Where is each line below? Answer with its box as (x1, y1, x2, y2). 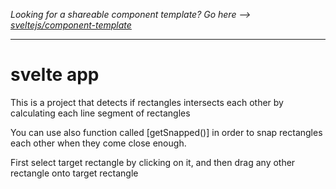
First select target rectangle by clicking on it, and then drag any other (10, 156, 296, 168)
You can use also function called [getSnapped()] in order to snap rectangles (10, 126, 323, 138)
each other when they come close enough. (10, 137, 187, 149)
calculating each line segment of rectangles (10, 107, 191, 119)
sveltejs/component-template (10, 19, 132, 31)
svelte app (10, 64, 100, 86)
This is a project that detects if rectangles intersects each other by (10, 96, 284, 108)
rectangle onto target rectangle (10, 167, 139, 179)
